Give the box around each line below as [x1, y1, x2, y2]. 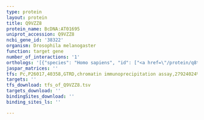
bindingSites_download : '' [6, 93, 75, 99]
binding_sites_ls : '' [6, 99, 61, 105]
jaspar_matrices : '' [6, 65, 59, 72]
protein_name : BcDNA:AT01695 [6, 25, 80, 32]
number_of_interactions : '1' [6, 54, 80, 60]
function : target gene [6, 48, 64, 55]
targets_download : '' [6, 88, 61, 94]
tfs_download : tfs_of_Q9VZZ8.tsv [6, 82, 91, 88]
